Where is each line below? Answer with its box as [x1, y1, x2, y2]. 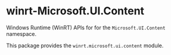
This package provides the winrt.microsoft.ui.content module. [6, 42, 164, 49]
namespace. [6, 30, 37, 37]
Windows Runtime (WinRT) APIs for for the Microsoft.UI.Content [6, 24, 166, 31]
